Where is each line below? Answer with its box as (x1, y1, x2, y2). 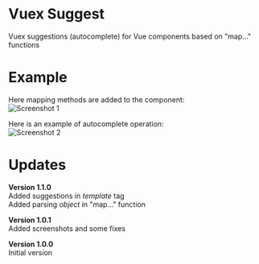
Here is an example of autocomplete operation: (8, 118, 164, 129)
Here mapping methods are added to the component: (8, 94, 185, 105)
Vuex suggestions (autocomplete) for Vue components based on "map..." (8, 31, 252, 41)
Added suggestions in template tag (8, 191, 125, 200)
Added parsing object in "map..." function (8, 199, 146, 209)
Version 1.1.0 (8, 182, 52, 192)
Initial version (8, 247, 53, 258)
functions (8, 39, 40, 49)
